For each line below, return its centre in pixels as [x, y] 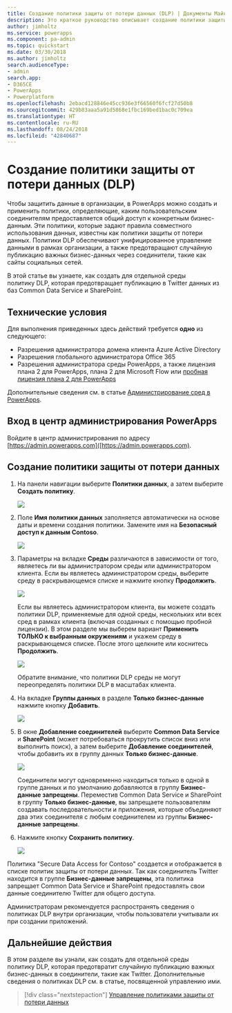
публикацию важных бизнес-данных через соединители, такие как [107, 255]
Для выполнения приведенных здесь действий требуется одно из [105, 329]
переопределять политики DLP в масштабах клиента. [96, 684]
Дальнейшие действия [60, 943]
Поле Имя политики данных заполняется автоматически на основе [118, 517]
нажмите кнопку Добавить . [58, 705]
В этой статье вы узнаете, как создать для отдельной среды [97, 276]
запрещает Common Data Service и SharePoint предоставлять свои [106, 886]
